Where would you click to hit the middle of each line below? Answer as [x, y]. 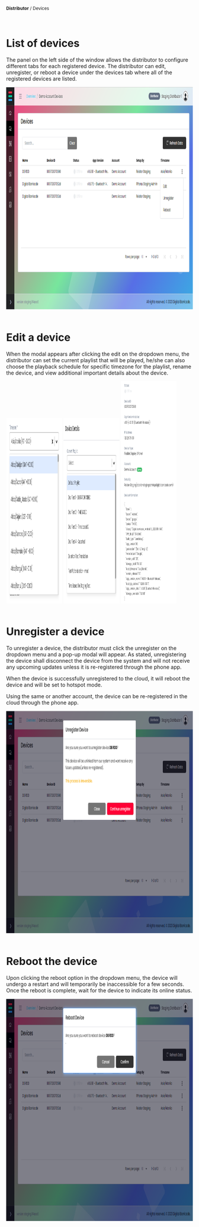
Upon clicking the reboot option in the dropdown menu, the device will [92, 977]
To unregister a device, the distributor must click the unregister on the [91, 648]
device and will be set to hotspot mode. [54, 685]
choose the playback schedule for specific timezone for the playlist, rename [99, 366]
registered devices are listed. [41, 78]
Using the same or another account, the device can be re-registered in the [97, 696]
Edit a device [38, 338]
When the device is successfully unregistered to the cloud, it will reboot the [98, 678]
